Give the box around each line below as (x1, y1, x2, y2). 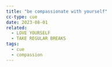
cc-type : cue (6, 14, 38, 20)
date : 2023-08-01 (6, 19, 48, 25)
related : (6, 24, 27, 31)
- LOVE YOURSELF (11, 30, 50, 36)
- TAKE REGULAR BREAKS (11, 36, 66, 41)
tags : (6, 41, 19, 47)
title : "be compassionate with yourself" (6, 8, 108, 15)
